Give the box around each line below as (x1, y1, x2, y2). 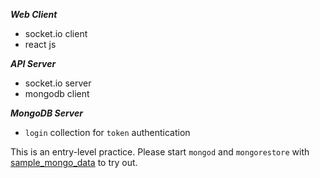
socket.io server (24, 77, 92, 89)
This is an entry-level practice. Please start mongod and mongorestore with (10, 146, 310, 158)
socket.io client (24, 28, 88, 39)
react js (24, 39, 57, 50)
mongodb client (24, 88, 90, 99)
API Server (10, 58, 57, 69)
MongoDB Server (10, 107, 83, 119)
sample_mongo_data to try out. (10, 157, 138, 168)
